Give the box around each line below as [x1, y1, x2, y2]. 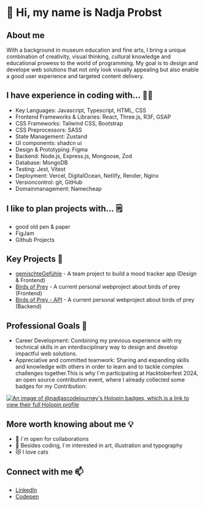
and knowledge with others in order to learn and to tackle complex [15, 363, 184, 371]
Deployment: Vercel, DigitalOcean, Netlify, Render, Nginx [15, 172, 159, 179]
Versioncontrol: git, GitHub [15, 178, 83, 186]
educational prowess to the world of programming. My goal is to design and [6, 60, 198, 66]
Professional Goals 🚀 [6, 320, 88, 331]
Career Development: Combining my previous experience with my [15, 337, 182, 344]
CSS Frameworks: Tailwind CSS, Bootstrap [15, 119, 123, 127]
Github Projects [15, 236, 55, 243]
